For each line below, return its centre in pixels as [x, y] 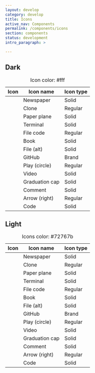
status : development [27, 38]
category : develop [24, 15]
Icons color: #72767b [47, 237]
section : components [27, 33]
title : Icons [19, 19]
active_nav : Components [30, 24]
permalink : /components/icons [37, 29]
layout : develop [22, 10]
